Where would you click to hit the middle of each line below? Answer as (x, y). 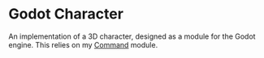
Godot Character (66, 14)
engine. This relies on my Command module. (83, 44)
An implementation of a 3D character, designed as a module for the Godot (132, 36)
